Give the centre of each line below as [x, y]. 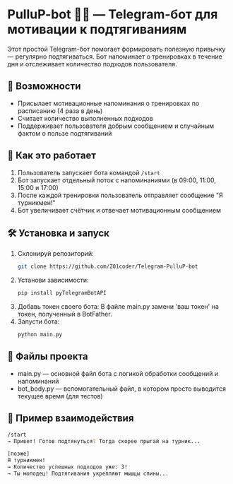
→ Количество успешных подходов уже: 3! [68, 467]
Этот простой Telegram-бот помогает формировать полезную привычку [116, 49]
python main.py [40, 335]
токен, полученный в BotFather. [65, 314]
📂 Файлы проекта [48, 356]
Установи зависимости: [53, 280]
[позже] [19, 454]
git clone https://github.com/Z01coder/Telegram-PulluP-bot [108, 267]
